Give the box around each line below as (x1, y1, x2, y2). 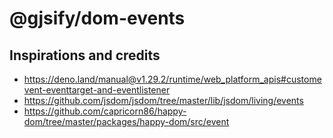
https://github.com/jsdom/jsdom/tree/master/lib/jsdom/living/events (23, 95, 304, 106)
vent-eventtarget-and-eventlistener (23, 84, 171, 96)
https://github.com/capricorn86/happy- (23, 105, 187, 117)
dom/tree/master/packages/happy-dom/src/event (23, 116, 230, 127)
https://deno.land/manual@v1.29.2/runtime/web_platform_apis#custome (23, 73, 322, 85)
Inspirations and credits (9, 47, 161, 64)
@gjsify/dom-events (9, 7, 186, 30)
